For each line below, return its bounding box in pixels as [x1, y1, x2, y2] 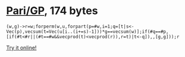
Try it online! [6, 44, 37, 51]
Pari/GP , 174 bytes [6, 4, 98, 18]
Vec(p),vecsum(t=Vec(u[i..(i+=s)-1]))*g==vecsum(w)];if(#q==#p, [6, 28, 169, 35]
